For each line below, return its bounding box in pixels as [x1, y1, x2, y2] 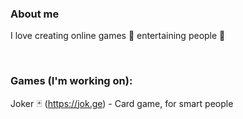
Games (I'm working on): [10, 74, 133, 88]
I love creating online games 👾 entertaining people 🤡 [10, 30, 226, 42]
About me [10, 7, 60, 21]
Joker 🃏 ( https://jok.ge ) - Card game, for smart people [10, 97, 234, 109]
